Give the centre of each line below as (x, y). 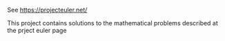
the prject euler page (37, 30)
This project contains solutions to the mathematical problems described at (113, 23)
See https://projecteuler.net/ (47, 10)
